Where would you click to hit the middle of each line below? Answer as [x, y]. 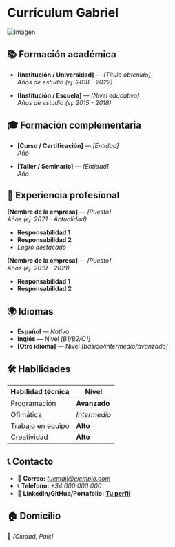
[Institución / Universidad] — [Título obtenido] [84, 75]
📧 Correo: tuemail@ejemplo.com [64, 478]
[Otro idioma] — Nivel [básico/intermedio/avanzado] [93, 346]
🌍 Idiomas [30, 312]
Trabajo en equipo [40, 426]
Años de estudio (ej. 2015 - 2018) [64, 102]
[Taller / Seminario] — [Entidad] [63, 166]
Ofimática [27, 415]
